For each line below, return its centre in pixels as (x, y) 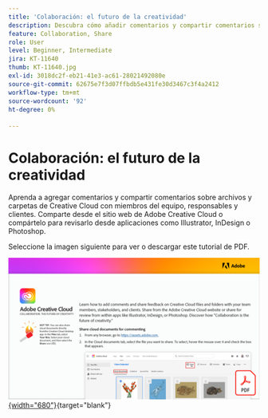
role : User (26, 42)
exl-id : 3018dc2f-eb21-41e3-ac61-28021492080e (87, 76)
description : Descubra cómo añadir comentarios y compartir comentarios (132, 25)
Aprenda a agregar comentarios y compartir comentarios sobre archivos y (130, 197)
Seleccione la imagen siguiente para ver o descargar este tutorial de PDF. (129, 246)
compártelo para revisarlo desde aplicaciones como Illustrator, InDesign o (130, 223)
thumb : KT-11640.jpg (43, 68)
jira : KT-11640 (33, 59)
